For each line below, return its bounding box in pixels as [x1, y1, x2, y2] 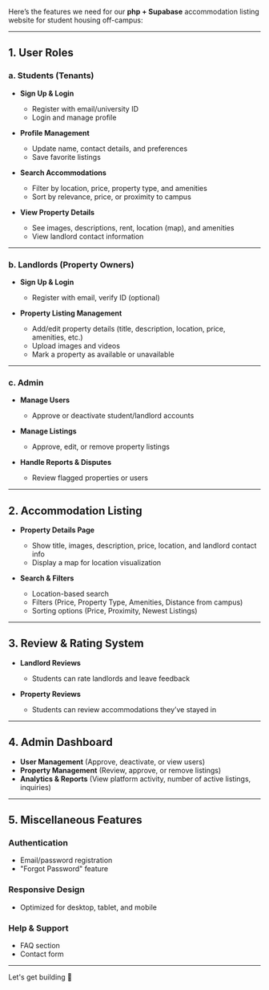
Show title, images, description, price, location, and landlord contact [31, 541, 257, 551]
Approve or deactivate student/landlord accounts [31, 411, 195, 421]
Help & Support [8, 923, 69, 934]
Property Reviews [19, 689, 82, 699]
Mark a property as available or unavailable [31, 349, 175, 359]
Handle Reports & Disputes [19, 458, 112, 467]
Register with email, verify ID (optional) [31, 292, 160, 302]
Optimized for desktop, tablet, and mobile [19, 902, 158, 912]
